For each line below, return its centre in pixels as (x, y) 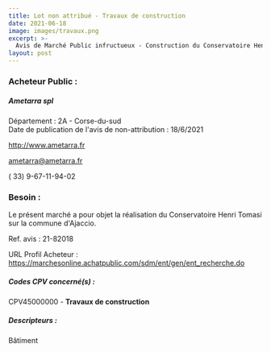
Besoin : (25, 197)
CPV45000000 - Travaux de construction (79, 302)
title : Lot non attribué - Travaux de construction (97, 16)
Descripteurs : (33, 320)
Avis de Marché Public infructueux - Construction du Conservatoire (133, 46)
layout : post (30, 53)
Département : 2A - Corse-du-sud (65, 121)
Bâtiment (23, 341)
